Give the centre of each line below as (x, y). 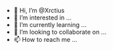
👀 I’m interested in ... (42, 18)
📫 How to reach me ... (45, 40)
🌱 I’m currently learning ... (50, 25)
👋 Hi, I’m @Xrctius (39, 10)
